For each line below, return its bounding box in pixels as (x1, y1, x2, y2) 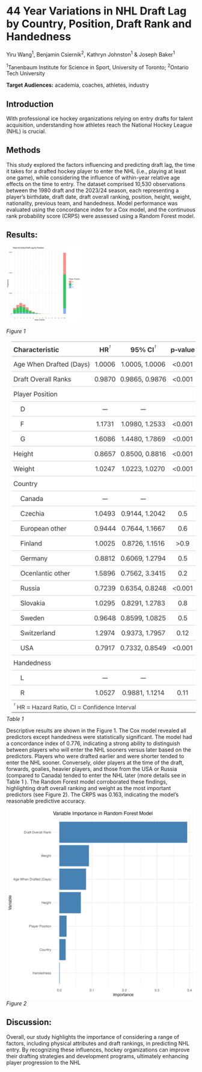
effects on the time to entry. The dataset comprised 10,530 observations (6, 180, 185, 187)
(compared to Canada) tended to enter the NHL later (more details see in (6, 772, 186, 779)
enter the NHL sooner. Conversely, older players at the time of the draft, (6, 759, 184, 766)
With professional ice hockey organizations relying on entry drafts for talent (6, 115, 194, 122)
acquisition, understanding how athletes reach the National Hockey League (6, 122, 192, 129)
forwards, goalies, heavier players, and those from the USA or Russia (6, 765, 177, 772)
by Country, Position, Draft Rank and (6, 17, 192, 31)
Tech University (6, 70, 45, 77)
